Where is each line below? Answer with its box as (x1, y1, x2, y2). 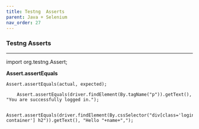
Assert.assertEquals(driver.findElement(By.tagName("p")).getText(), (17, 91, 192, 98)
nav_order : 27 (6, 20, 41, 25)
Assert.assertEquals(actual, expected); (6, 81, 108, 87)
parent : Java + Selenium (6, 14, 68, 20)
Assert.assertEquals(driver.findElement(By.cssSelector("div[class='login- (6, 112, 197, 118)
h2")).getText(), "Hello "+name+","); (37, 117, 134, 123)
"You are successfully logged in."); (6, 96, 99, 102)
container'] (6, 117, 36, 123)
